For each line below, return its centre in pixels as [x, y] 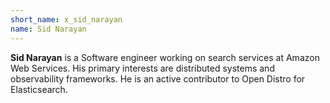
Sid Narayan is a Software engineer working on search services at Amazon [165, 57]
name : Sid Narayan [48, 29]
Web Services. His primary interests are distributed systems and [142, 68]
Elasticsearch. [39, 89]
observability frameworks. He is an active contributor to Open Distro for [158, 78]
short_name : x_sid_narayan [66, 19]
